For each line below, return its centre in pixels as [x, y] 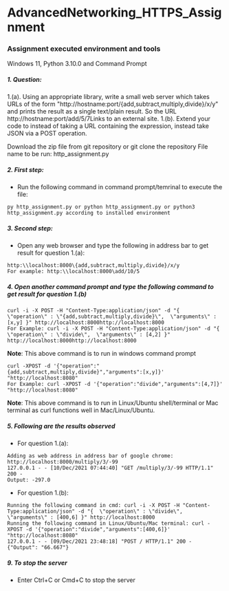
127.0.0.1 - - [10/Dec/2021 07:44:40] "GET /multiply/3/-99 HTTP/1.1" [110, 468]
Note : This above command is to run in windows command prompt [101, 354]
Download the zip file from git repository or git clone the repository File [108, 147]
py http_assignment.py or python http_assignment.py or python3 [101, 207]
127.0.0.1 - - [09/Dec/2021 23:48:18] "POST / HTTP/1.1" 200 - [100, 541]
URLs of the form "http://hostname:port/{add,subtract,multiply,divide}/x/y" [113, 104]
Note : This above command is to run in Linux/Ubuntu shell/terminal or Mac [113, 403]
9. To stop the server [37, 563]
